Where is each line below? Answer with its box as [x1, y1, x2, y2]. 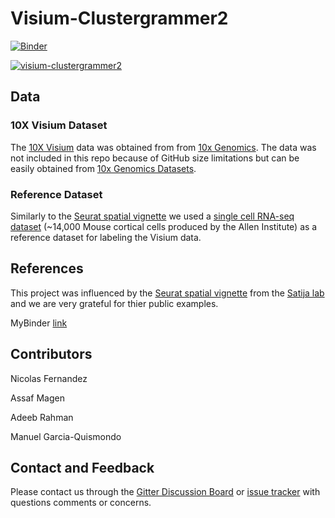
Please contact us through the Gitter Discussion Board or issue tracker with [10, 486, 321, 498]
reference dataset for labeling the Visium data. [10, 231, 202, 243]
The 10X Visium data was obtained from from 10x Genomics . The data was [10, 141, 317, 153]
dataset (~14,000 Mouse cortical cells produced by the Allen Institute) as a [10, 220, 318, 232]
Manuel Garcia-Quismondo [10, 430, 122, 442]
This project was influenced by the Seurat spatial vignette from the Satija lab [10, 287, 325, 299]
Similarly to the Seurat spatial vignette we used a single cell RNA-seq [10, 210, 295, 222]
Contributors [10, 346, 93, 363]
